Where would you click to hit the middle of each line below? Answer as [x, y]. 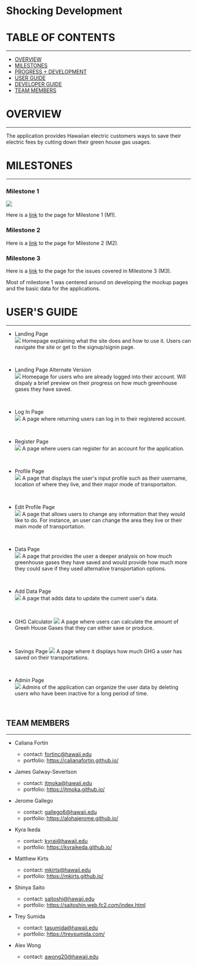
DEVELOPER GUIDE [38, 84]
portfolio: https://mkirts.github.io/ [63, 876]
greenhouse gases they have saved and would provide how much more [101, 562]
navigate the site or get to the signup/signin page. [74, 347]
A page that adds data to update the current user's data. [90, 598]
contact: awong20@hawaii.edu [61, 957]
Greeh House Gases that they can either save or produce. [84, 627]
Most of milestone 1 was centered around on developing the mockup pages [97, 282]
